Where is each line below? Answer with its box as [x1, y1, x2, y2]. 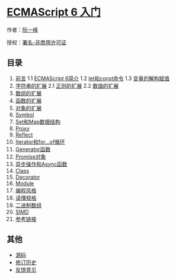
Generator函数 [15, 145, 51, 153]
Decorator [15, 173, 40, 180]
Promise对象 [15, 153, 46, 160]
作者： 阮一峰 [7, 26, 38, 33]
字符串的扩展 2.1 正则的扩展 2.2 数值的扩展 [15, 82, 119, 89]
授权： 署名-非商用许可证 [7, 39, 67, 46]
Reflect [15, 131, 33, 138]
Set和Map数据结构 [15, 118, 61, 125]
